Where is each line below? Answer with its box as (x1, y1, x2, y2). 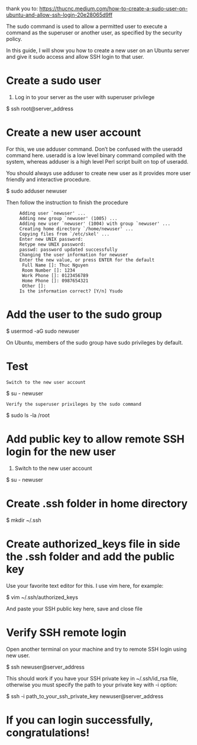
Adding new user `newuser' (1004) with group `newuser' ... (19, 221, 170, 227)
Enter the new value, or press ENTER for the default (19, 257, 155, 263)
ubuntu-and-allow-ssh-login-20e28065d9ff (6, 11, 113, 18)
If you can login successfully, (6, 713, 153, 727)
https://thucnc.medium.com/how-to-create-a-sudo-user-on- (39, 5, 188, 12)
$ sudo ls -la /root (6, 412, 50, 419)
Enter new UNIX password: (19, 236, 83, 242)
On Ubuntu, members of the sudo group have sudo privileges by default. (6, 339, 183, 346)
